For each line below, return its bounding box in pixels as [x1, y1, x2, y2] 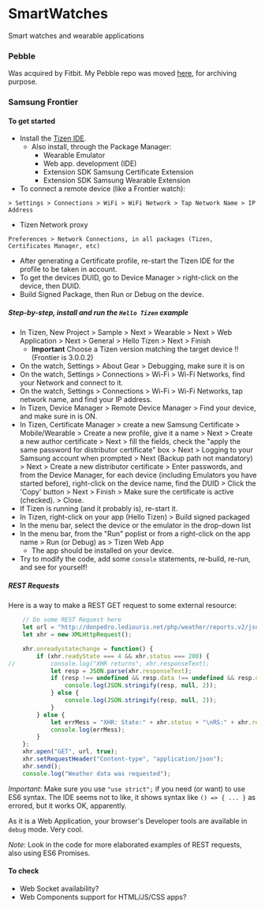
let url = [22, 623, 55, 632]
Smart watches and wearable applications [8, 31, 144, 40]
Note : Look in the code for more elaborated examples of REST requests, [8, 840, 242, 849]
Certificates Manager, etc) [8, 242, 101, 250]
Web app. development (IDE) [43, 159, 137, 168]
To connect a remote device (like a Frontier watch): [19, 184, 185, 193]
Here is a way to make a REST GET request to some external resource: [8, 601, 237, 610]
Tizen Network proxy [19, 220, 88, 230]
